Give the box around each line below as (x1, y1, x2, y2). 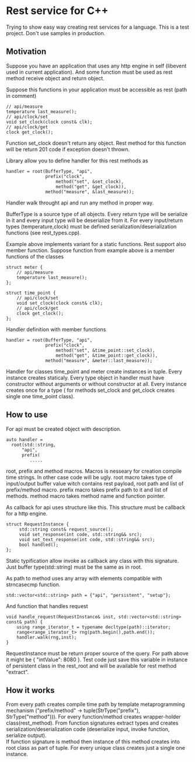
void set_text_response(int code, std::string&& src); (19, 537, 156, 542)
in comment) (6, 92, 37, 99)
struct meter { (6, 264, 43, 270)
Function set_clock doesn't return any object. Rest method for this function (6, 139, 186, 146)
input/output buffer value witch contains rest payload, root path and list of (6, 480, 184, 487)
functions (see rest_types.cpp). (6, 229, 82, 236)
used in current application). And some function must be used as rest (6, 69, 173, 76)
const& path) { (6, 619, 43, 625)
